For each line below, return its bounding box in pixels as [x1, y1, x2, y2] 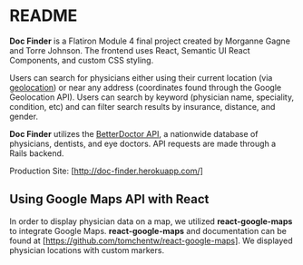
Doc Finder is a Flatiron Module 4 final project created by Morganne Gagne [9, 35, 290, 46]
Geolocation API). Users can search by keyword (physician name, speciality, [9, 92, 295, 103]
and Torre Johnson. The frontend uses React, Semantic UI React [9, 44, 251, 55]
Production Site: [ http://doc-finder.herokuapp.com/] [9, 165, 204, 176]
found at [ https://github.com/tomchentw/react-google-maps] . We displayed [9, 235, 293, 246]
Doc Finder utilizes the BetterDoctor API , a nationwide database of [9, 128, 259, 139]
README [9, 5, 78, 26]
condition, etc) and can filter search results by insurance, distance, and [9, 101, 276, 112]
